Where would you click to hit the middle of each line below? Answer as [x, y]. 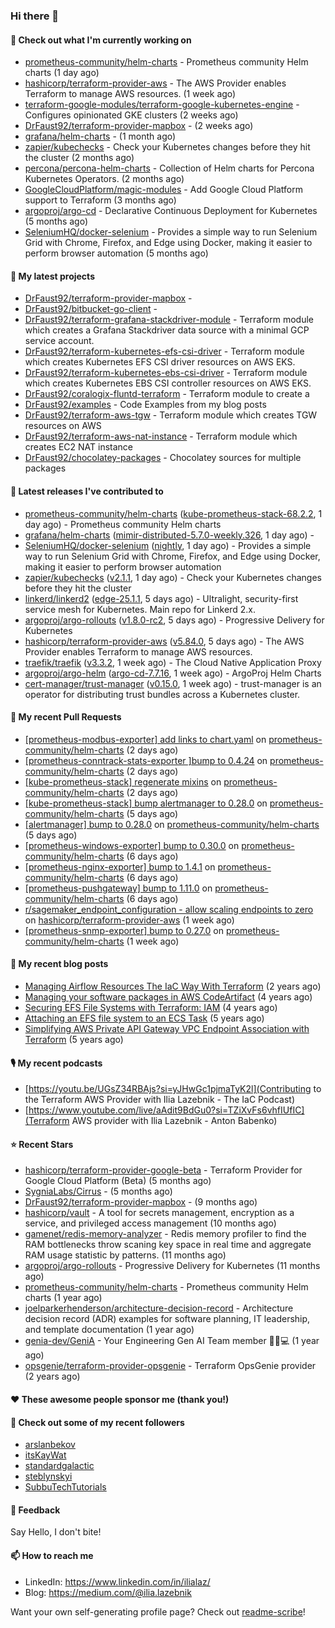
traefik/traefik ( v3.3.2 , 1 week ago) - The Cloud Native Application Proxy [173, 662]
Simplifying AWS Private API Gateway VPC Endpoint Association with [167, 1028]
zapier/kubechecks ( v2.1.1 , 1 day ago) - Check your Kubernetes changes [173, 577]
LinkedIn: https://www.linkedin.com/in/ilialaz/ [117, 1581]
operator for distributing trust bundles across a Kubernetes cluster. [162, 694]
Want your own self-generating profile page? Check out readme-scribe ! [158, 1611]
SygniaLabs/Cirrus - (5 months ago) [98, 1191]
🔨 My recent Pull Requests [66, 717]
